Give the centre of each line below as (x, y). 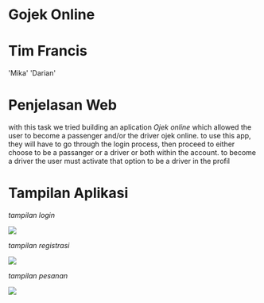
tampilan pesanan (38, 276)
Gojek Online (52, 15)
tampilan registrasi (39, 245)
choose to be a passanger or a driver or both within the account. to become (132, 153)
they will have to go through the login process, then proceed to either (122, 144)
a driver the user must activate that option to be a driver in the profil (119, 161)
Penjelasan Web (63, 105)
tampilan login (32, 215)
